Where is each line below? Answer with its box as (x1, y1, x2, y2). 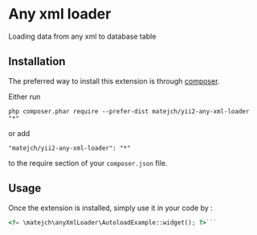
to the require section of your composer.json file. (8, 158, 168, 167)
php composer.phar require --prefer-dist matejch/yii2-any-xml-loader (8, 107, 250, 115)
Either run (8, 92, 41, 101)
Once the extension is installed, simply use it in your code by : (8, 203, 213, 212)
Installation (8, 55, 66, 68)
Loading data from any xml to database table (8, 31, 157, 41)
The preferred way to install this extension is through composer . (8, 76, 220, 85)
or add (8, 128, 31, 138)
